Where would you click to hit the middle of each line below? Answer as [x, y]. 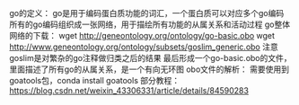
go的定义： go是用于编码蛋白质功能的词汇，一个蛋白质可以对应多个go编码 [147, 13]
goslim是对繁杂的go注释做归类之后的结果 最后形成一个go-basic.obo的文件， [150, 58]
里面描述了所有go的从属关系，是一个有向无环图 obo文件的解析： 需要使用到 [149, 69]
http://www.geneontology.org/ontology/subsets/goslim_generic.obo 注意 [144, 47]
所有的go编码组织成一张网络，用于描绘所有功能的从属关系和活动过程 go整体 [149, 24]
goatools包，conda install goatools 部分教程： [95, 80]
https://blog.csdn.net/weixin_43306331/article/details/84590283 [129, 91]
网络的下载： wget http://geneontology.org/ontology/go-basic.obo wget [142, 35]
